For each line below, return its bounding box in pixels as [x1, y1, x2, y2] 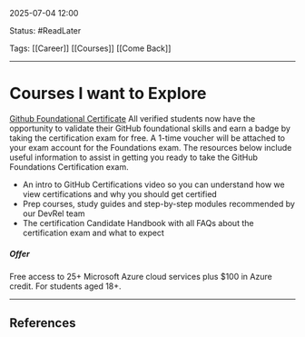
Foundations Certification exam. [9, 161, 129, 172]
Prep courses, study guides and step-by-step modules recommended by [22, 198, 295, 209]
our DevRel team [22, 208, 85, 219]
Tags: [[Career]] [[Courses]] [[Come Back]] [9, 43, 172, 54]
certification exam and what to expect [22, 227, 165, 238]
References [9, 315, 76, 331]
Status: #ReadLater [9, 25, 82, 35]
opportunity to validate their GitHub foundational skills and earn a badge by [9, 123, 290, 134]
